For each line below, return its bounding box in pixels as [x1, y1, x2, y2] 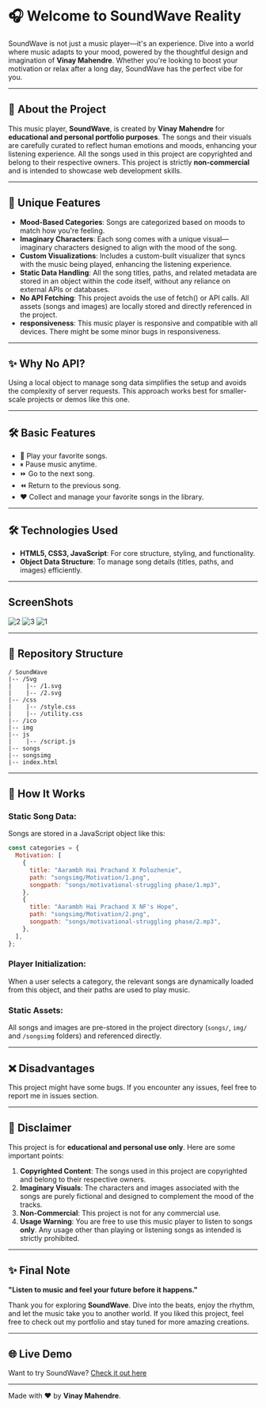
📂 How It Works [8, 787, 85, 801]
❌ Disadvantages [8, 1061, 95, 1075]
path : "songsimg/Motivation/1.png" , [28, 873, 150, 881]
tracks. [19, 1200, 43, 1209]
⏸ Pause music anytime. [19, 459, 97, 469]
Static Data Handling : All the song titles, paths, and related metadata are [19, 268, 257, 277]
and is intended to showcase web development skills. [8, 166, 182, 175]
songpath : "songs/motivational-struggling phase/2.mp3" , [28, 918, 222, 926]
